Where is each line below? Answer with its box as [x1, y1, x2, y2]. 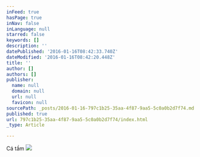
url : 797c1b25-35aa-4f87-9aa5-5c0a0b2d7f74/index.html [6, 116, 148, 122]
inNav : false [6, 20, 40, 26]
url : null [12, 94, 36, 100]
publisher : [6, 77, 34, 83]
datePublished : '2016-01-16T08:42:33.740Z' [6, 49, 119, 55]
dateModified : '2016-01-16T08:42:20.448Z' [6, 54, 116, 60]
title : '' [6, 60, 32, 66]
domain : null [12, 88, 45, 94]
